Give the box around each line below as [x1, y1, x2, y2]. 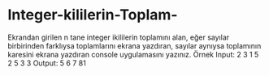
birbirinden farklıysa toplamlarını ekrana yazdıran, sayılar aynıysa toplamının [7, 40, 262, 50]
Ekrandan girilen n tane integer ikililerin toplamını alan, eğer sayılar [7, 32, 230, 42]
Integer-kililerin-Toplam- [7, 6, 178, 24]
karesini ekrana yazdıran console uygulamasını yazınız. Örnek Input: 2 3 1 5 [7, 49, 259, 59]
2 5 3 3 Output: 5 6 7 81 [7, 58, 86, 68]
